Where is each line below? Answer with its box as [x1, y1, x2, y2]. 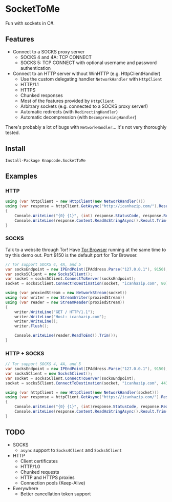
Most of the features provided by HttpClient [20, 98, 114, 104]
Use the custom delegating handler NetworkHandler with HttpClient [20, 75, 162, 82]
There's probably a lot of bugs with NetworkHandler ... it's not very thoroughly [5, 124, 167, 130]
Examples [5, 171, 37, 180]
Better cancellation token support [20, 491, 91, 497]
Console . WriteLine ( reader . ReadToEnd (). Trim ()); [14, 333, 118, 338]
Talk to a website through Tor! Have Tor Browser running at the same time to [5, 246, 166, 253]
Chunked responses [20, 92, 63, 98]
